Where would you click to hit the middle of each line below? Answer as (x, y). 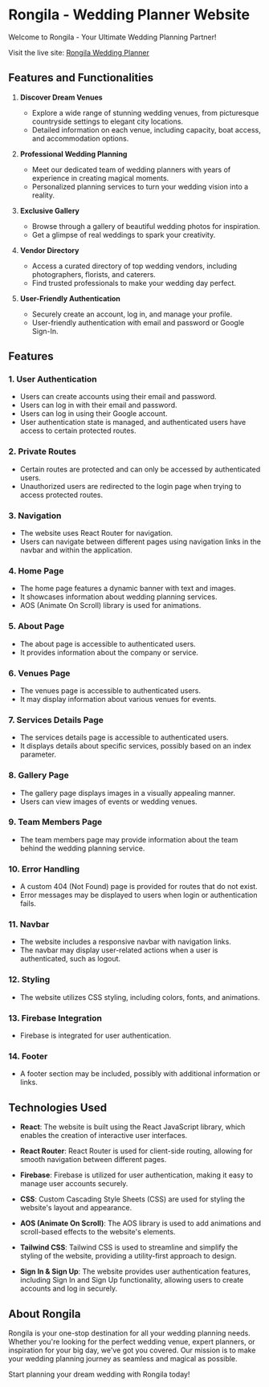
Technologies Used (57, 1107)
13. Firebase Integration (55, 1018)
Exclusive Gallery (50, 210)
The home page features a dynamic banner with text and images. (128, 589)
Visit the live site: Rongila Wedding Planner (79, 52)
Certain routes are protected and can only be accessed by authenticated (140, 469)
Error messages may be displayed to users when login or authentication (139, 895)
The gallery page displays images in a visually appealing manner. (127, 793)
